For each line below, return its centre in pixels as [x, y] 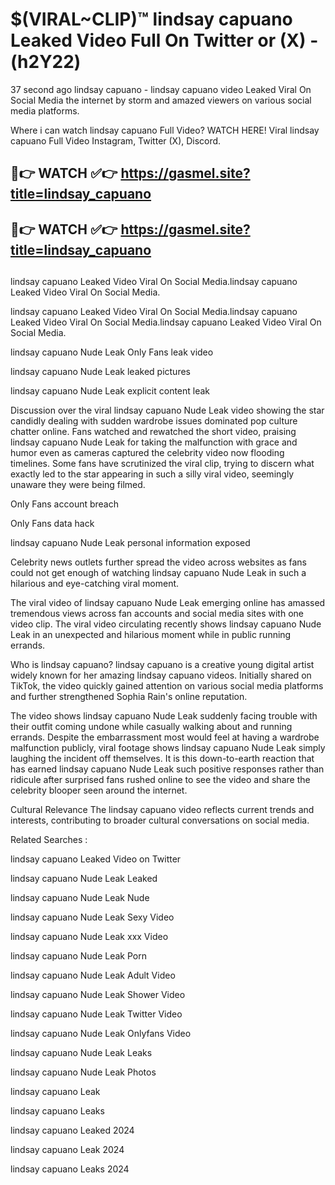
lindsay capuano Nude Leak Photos [83, 1072]
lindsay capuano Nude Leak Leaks [81, 1053]
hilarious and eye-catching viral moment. [95, 584]
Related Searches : [49, 840]
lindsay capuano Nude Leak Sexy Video [92, 917]
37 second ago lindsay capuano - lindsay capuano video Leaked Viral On [161, 89]
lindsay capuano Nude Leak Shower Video [98, 995]
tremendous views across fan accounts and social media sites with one [157, 614]
